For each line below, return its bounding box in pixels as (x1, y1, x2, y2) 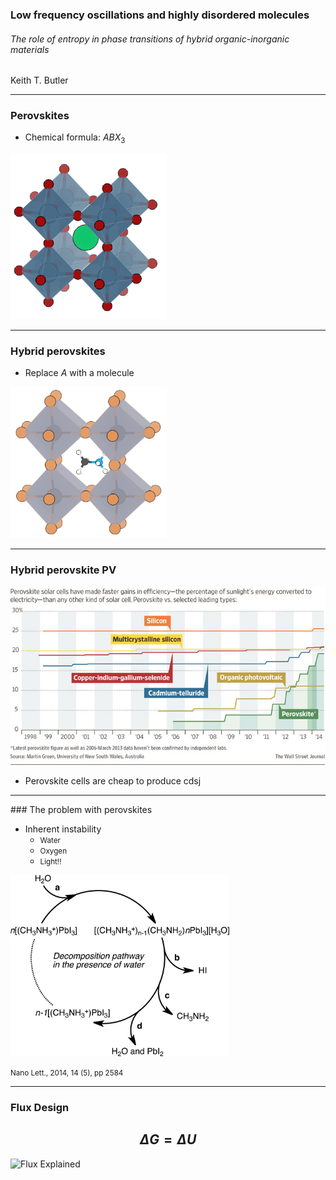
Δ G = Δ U (139, 1131, 197, 1148)
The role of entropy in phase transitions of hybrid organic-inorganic (10, 33, 290, 45)
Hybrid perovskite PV (10, 563, 117, 577)
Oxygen (39, 846, 68, 857)
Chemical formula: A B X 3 (24, 131, 126, 146)
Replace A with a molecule (24, 367, 135, 379)
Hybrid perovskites (10, 344, 106, 358)
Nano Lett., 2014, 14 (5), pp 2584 (10, 1068, 124, 1078)
